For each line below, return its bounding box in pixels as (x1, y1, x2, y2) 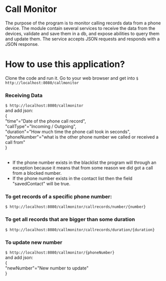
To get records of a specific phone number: (5, 193, 112, 200)
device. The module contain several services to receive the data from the (5, 25, 156, 31)
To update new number (5, 239, 62, 246)
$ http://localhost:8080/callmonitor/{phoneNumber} (5, 250, 115, 255)
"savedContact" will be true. (12, 181, 71, 187)
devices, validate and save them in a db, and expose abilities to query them (5, 30, 160, 36)
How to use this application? (5, 59, 125, 70)
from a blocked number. (12, 170, 62, 176)
